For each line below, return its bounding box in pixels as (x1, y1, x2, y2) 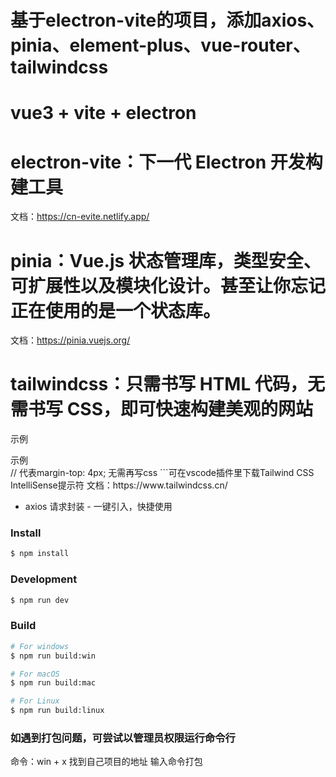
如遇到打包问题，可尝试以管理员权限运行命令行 (10, 731, 236, 745)
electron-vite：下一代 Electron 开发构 (10, 151, 323, 173)
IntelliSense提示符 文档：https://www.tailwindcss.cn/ (10, 479, 228, 491)
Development (10, 572, 78, 586)
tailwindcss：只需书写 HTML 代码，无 (10, 373, 325, 396)
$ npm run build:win (10, 651, 97, 661)
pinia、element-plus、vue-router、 (10, 34, 311, 57)
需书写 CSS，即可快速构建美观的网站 (10, 398, 314, 421)
